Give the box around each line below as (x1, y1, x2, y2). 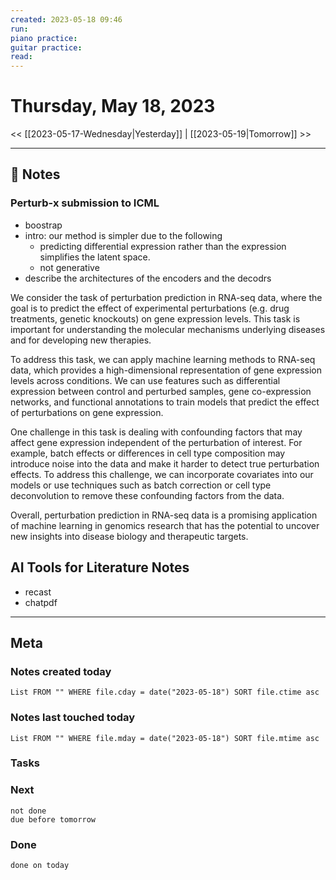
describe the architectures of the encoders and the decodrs (24, 272, 272, 284)
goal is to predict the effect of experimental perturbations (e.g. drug (10, 302, 290, 314)
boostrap (24, 219, 63, 231)
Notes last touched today (10, 711, 136, 725)
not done (10, 806, 47, 816)
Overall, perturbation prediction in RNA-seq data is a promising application (10, 509, 318, 521)
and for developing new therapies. (10, 334, 152, 346)
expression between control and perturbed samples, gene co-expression (10, 385, 312, 397)
